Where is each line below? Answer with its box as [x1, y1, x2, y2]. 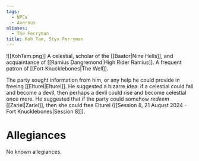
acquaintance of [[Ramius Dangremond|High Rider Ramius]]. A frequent [6, 59, 182, 66]
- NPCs [11, 14, 28, 20]
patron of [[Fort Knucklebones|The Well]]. [6, 65, 109, 72]
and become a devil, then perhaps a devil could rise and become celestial [6, 89, 187, 96]
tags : [6, 8, 20, 15]
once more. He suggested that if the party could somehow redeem [6, 95, 169, 102]
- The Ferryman [11, 31, 49, 37]
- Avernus [11, 20, 36, 25]
